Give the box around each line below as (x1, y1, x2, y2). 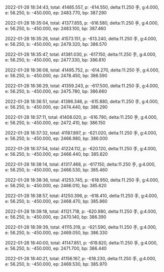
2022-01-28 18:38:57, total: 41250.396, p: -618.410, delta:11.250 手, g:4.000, (5, 193, 158, 199)
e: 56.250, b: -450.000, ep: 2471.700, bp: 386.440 (5, 245, 107, 251)
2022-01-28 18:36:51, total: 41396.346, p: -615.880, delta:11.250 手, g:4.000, (5, 99, 159, 104)
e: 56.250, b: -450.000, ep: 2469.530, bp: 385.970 (5, 261, 108, 267)
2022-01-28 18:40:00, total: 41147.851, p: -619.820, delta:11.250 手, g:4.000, (5, 240, 158, 245)
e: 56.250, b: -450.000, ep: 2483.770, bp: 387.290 (5, 10, 107, 16)
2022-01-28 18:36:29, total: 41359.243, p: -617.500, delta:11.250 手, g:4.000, (5, 83, 160, 89)
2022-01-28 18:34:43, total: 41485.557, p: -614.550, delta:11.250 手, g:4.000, (5, 4, 160, 10)
